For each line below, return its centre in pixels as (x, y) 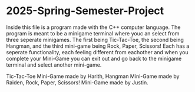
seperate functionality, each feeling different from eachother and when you (97, 52)
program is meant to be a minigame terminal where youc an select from (93, 33)
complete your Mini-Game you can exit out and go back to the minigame (94, 58)
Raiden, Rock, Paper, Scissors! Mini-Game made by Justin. (77, 82)
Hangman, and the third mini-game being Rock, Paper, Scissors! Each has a (98, 46)
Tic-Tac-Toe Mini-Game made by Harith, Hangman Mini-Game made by (93, 76)
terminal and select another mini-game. (54, 65)
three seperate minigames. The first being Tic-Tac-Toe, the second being (95, 40)
